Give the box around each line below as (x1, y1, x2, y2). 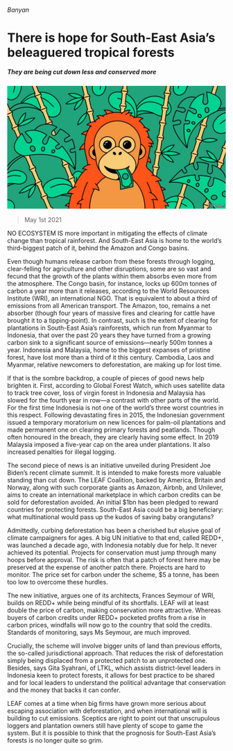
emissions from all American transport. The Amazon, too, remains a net (7, 302, 211, 310)
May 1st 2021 (24, 216, 62, 224)
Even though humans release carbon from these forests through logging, (7, 258, 216, 266)
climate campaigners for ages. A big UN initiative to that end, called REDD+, (7, 534, 224, 542)
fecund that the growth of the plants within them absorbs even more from (7, 272, 217, 280)
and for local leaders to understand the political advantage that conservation (7, 679, 226, 687)
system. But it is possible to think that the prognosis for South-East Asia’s (7, 729, 216, 737)
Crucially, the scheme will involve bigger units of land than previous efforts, (7, 642, 223, 650)
